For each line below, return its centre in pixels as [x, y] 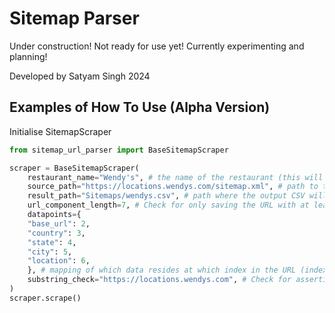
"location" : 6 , [59, 261]
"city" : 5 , [50, 252]
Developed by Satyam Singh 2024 [80, 76]
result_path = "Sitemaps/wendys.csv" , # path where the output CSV [166, 196]
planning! [28, 56]
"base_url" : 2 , [59, 223]
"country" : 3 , [56, 233]
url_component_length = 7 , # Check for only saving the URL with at [168, 205]
